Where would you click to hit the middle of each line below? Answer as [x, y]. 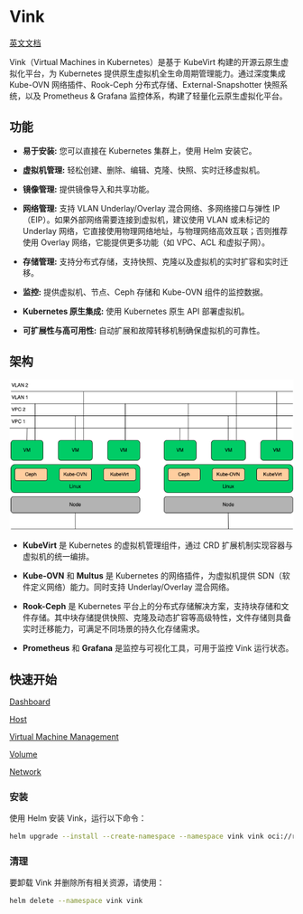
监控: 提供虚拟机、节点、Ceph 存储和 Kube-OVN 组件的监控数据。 [145, 292]
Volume [23, 754]
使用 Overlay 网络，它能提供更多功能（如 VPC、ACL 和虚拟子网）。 [146, 242]
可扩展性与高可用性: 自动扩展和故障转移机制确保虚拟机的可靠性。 [143, 330]
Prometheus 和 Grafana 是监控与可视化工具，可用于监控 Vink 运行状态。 [158, 648]
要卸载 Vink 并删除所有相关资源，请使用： [87, 882]
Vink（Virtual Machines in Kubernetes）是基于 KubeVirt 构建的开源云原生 [145, 61]
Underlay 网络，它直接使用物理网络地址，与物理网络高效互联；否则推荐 [155, 231]
